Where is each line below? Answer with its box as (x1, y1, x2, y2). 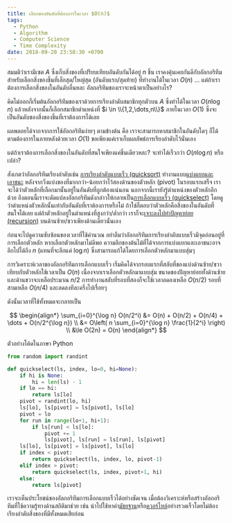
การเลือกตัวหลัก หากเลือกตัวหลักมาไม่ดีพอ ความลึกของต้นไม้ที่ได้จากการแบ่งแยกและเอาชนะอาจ (7, 238, 221, 247)
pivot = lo (19, 410, 51, 418)
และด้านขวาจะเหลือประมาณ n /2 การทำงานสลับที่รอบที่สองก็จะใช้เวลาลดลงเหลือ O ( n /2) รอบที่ (7, 275, 222, 284)
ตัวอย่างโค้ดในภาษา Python (7, 339, 73, 347)
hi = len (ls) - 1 (32, 378, 82, 385)
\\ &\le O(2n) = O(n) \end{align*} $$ (65, 326, 168, 334)
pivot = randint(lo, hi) (19, 398, 91, 405)
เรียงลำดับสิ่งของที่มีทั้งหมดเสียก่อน (7, 510, 84, 518)
